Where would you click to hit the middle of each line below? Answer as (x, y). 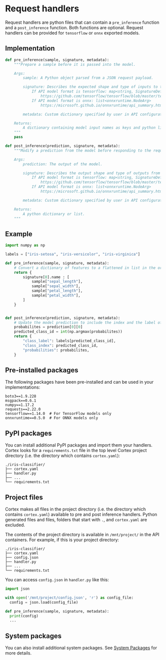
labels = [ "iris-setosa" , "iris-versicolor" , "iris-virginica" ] (73, 254)
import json (17, 589)
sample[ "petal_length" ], (57, 291)
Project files (24, 497)
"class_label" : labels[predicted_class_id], (69, 341)
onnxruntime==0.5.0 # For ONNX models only (52, 418)
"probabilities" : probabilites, (56, 350)
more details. (19, 653)
